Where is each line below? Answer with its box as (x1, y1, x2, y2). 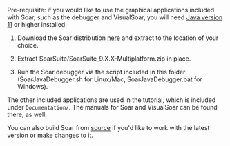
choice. (17, 41, 39, 49)
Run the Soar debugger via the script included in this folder (17, 68, 186, 76)
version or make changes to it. (7, 131, 93, 139)
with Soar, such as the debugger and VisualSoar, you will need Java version (7, 13, 223, 21)
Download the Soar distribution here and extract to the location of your (17, 34, 219, 42)
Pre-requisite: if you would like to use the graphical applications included (7, 6, 215, 14)
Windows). (17, 83, 48, 90)
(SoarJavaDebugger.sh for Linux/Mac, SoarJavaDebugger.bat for (17, 75, 202, 83)
